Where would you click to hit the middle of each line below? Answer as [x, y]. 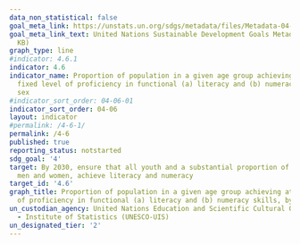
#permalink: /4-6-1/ [48, 126]
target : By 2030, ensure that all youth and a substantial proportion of [150, 167]
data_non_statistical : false [63, 17]
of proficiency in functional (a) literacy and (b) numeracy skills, [149, 201]
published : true [39, 142]
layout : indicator [43, 117]
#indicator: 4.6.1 [43, 59]
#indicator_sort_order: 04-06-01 [71, 101]
